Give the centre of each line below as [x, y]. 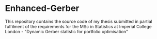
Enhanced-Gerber [42, 8]
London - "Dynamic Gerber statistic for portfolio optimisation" [67, 31]
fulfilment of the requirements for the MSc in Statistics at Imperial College [78, 26]
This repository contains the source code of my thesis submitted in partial [79, 21]
